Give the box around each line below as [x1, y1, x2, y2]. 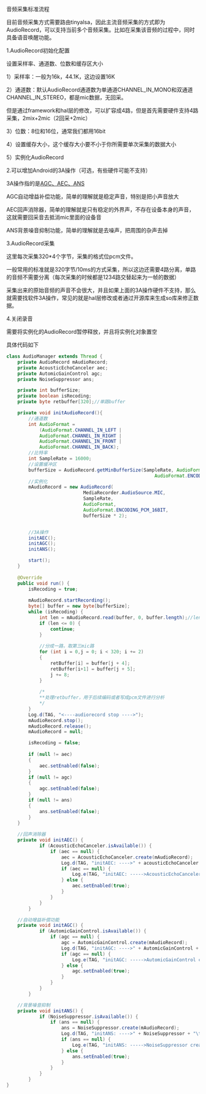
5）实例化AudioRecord [6, 154, 64, 161]
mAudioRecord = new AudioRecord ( [28, 484, 114, 490]
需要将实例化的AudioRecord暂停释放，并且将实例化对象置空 [6, 328, 158, 335]
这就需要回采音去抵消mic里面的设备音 [6, 214, 102, 221]
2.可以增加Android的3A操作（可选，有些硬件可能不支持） [6, 167, 151, 174]
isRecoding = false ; [28, 740, 81, 746]
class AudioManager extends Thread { [6, 353, 103, 360]
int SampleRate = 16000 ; [28, 455, 92, 462]
